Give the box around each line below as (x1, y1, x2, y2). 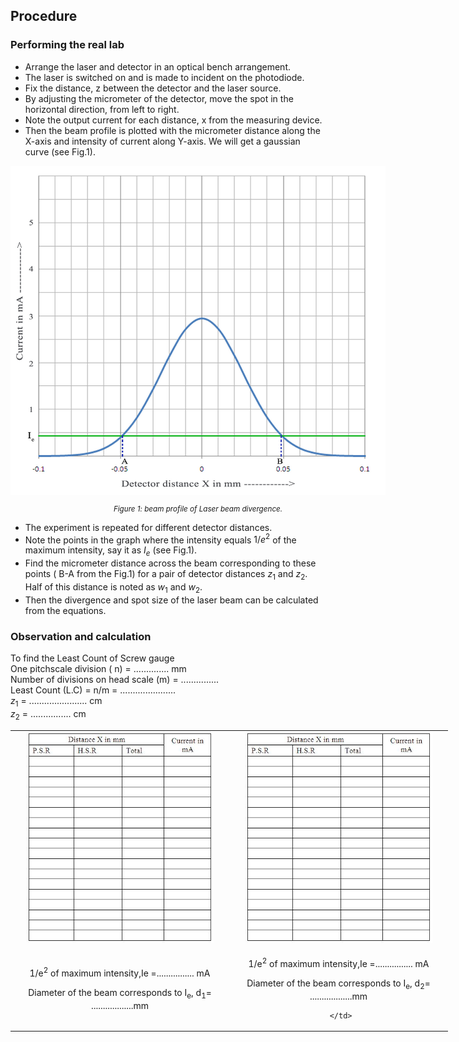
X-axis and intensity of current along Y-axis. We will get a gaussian (24, 135, 301, 147)
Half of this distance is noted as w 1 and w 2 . (24, 580, 203, 595)
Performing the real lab (10, 38, 125, 52)
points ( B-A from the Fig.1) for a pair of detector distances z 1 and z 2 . (24, 568, 308, 582)
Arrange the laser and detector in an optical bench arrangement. (24, 60, 291, 73)
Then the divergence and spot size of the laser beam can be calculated (24, 594, 319, 606)
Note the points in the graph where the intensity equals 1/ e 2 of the (24, 532, 297, 546)
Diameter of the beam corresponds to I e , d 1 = (28, 986, 212, 1001)
